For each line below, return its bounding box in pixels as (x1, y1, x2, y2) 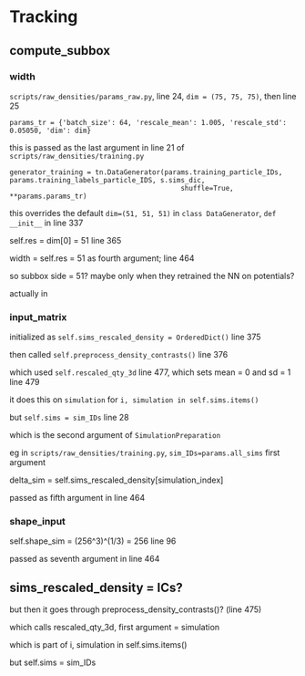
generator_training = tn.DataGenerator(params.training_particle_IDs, (9, 167, 283, 177)
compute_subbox (9, 43, 111, 58)
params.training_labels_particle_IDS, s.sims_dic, (9, 175, 206, 184)
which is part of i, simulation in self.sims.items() (9, 640, 188, 650)
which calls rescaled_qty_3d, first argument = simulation (9, 622, 220, 633)
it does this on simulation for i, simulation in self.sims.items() (9, 394, 259, 405)
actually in (9, 287, 48, 298)
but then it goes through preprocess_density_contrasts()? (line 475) (9, 604, 262, 615)
